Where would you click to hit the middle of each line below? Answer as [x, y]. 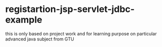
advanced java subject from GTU [40, 39]
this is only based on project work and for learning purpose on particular [81, 33]
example [24, 20]
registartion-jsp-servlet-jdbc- [70, 9]
